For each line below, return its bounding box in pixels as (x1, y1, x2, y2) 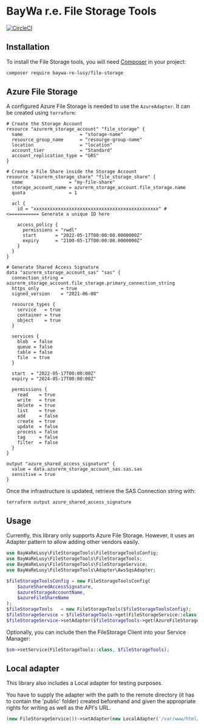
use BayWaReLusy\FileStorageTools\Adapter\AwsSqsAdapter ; (6, 566, 156, 573)
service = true (17, 307, 61, 313)
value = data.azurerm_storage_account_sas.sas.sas (12, 466, 143, 472)
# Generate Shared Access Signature (6, 264, 99, 271)
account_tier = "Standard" (12, 148, 113, 154)
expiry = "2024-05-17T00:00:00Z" (12, 376, 97, 382)
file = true (17, 355, 50, 361)
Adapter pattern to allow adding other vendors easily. (6, 539, 140, 546)
